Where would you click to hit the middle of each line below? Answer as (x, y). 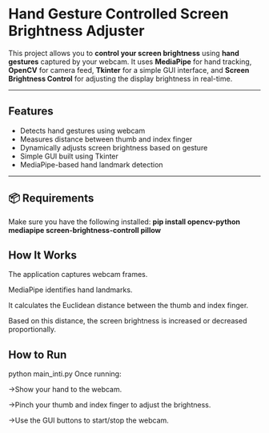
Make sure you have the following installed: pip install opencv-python (124, 222)
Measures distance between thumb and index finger (106, 139)
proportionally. (32, 330)
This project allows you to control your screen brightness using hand (124, 53)
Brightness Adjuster (76, 31)
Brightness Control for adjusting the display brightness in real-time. (120, 78)
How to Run (38, 354)
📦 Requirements (51, 198)
